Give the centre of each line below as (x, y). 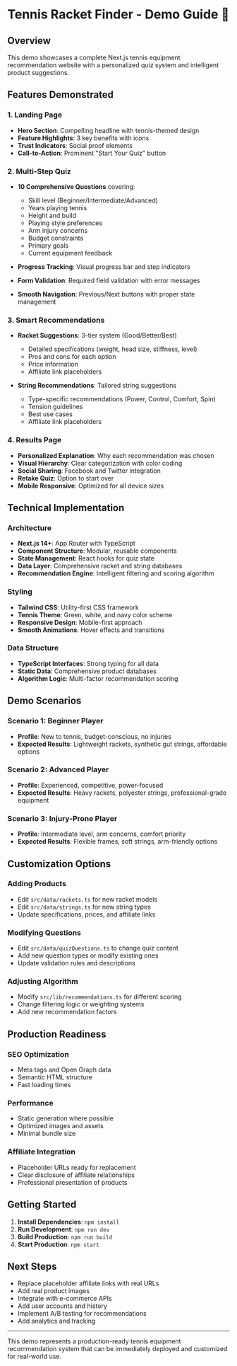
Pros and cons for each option (72, 357)
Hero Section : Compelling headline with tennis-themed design (108, 130)
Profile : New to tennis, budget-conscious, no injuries (94, 736)
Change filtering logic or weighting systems (81, 1004)
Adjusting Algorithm (43, 982)
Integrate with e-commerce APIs (65, 1299)
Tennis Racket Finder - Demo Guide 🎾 (119, 15)
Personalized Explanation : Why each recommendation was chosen (116, 455)
